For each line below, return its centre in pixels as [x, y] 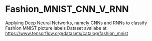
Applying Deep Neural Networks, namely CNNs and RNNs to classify [76, 23]
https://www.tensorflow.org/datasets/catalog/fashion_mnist [67, 33]
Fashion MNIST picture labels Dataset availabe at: [56, 28]
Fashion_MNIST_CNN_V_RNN [67, 9]
